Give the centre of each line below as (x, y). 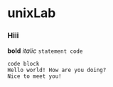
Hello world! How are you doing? (57, 70)
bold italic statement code (45, 51)
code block (23, 64)
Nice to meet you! (34, 76)
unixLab (32, 13)
